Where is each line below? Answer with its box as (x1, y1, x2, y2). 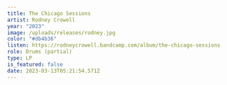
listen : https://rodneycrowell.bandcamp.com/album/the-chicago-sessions (7, 42, 221, 49)
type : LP (7, 55, 32, 62)
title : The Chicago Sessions (7, 10, 91, 17)
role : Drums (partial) (7, 49, 72, 56)
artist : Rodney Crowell (7, 16, 76, 23)
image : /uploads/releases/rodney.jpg (7, 29, 116, 36)
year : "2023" (7, 23, 45, 29)
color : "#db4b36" (7, 36, 57, 42)
